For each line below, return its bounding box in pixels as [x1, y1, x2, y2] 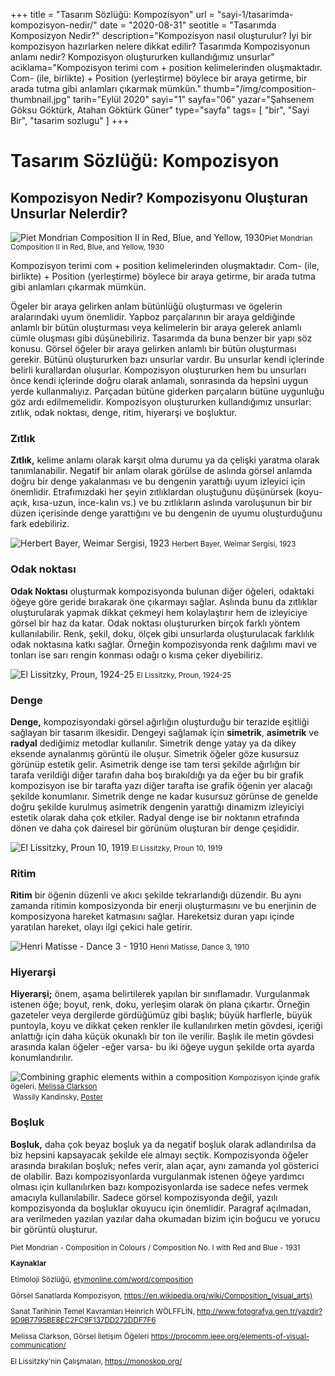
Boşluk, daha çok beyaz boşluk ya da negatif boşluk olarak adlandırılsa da [10, 1138, 317, 1150]
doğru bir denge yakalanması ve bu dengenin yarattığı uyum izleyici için [10, 475, 306, 488]
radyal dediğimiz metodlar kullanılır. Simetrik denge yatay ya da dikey [10, 737, 297, 749]
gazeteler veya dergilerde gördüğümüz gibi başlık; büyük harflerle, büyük [10, 1009, 313, 1021]
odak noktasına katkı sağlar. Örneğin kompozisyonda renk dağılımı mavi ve [10, 638, 318, 650]
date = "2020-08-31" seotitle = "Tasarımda [99, 19, 277, 31]
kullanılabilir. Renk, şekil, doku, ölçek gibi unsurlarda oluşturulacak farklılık [10, 627, 315, 639]
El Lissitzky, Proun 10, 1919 [131, 843, 223, 853]
